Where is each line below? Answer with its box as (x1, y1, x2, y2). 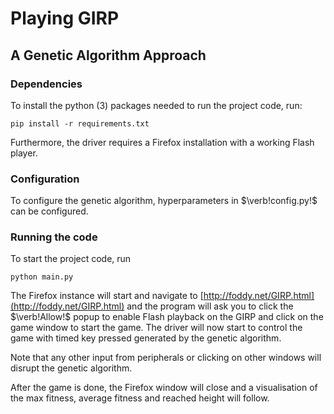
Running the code (10, 230, 98, 244)
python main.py (10, 272, 74, 282)
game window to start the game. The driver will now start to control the (10, 322, 303, 334)
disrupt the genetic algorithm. (10, 362, 133, 374)
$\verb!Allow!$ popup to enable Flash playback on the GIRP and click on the (10, 311, 324, 323)
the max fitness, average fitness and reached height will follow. (10, 392, 270, 404)
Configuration (10, 172, 80, 186)
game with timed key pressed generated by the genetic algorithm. (10, 332, 282, 344)
